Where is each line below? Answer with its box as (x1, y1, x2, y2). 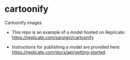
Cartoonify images (4, 20, 42, 26)
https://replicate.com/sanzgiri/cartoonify (11, 34, 94, 40)
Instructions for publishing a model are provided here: (11, 44, 121, 50)
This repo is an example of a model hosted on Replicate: (11, 29, 126, 35)
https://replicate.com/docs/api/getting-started (11, 49, 105, 55)
